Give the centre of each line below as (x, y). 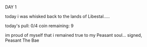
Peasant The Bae (22, 40)
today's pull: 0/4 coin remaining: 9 (39, 26)
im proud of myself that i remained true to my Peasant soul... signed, (73, 35)
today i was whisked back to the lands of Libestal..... (57, 16)
